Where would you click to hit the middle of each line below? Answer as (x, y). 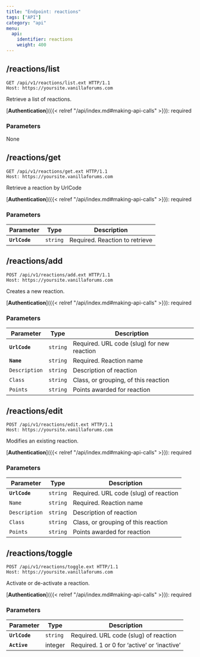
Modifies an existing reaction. (43, 441)
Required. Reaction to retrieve (111, 240)
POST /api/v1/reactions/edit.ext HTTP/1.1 (60, 425)
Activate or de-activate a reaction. (48, 583)
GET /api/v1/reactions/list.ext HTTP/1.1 (58, 83)
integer (55, 645)
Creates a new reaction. (35, 291)
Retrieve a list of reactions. (39, 99)
